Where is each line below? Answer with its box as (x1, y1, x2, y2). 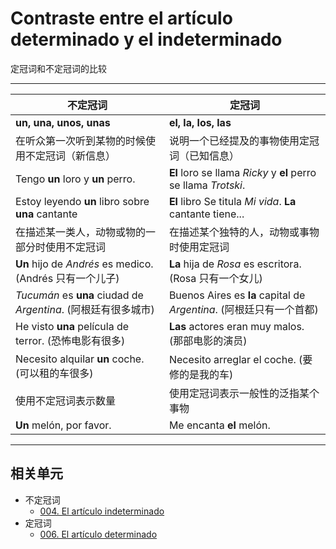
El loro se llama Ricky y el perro (168, 165, 317, 179)
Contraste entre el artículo (10, 7, 233, 30)
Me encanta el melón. (168, 418, 271, 432)
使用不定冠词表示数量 (15, 393, 117, 407)
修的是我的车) (168, 367, 234, 381)
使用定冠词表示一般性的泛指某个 (168, 386, 320, 400)
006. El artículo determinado (39, 528, 158, 540)
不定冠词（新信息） (25, 148, 117, 162)
